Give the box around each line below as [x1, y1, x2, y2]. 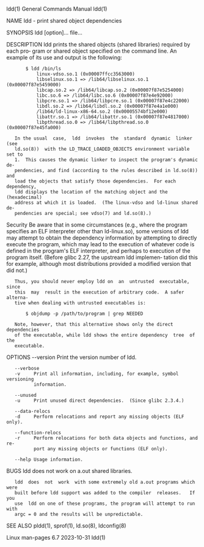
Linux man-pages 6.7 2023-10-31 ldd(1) [6, 534, 106, 541]
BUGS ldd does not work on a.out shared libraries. [6, 467, 133, 474]
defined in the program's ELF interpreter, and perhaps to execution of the [6, 247, 191, 254]
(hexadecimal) [6, 194, 43, 200]
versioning [6, 376, 34, 382]
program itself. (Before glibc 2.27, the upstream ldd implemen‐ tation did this [6, 254, 199, 261]
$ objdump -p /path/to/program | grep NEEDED [25, 311, 144, 317]
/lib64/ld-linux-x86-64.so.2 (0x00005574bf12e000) [36, 108, 168, 115]
